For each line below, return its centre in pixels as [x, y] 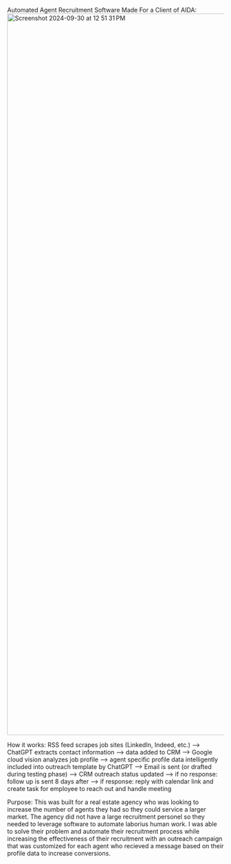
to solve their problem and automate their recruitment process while [103, 831]
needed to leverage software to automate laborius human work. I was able [112, 824]
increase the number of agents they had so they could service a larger [107, 809]
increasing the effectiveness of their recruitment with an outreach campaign [115, 839]
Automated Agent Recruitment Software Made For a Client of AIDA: [102, 10]
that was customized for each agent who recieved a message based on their [115, 846]
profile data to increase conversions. [59, 853]
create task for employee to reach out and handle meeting [89, 789]
